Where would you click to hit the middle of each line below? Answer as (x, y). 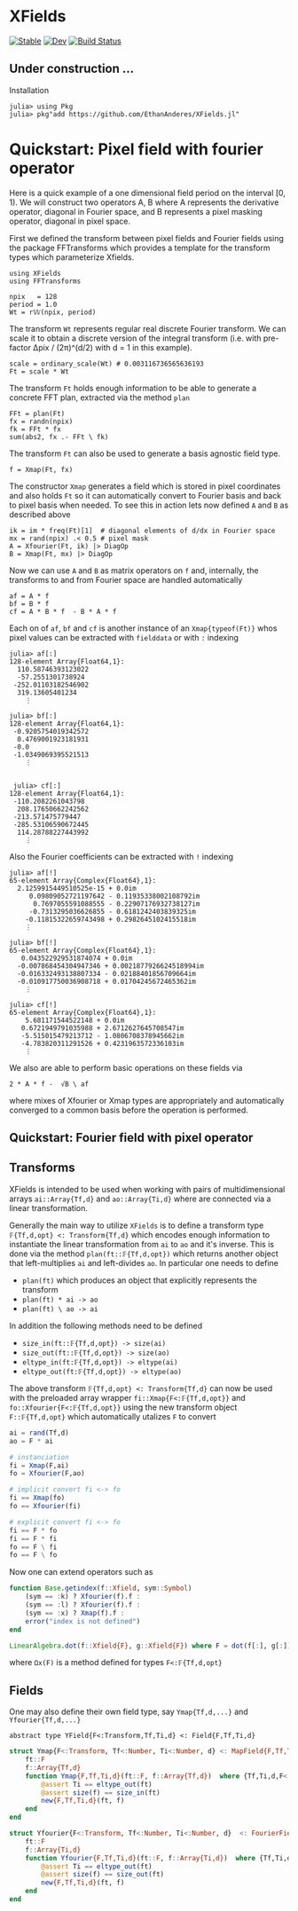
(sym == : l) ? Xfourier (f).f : (83, 1605)
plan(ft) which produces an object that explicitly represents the (139, 1280)
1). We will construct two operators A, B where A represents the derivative (144, 202)
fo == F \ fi (33, 1547)
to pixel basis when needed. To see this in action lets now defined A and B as (149, 505)
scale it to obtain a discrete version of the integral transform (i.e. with (135, 338)
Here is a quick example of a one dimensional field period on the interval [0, (148, 193)
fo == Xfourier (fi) (45, 1506)
